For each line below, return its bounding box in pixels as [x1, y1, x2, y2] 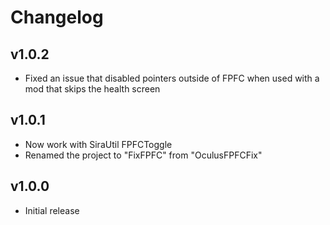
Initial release [24, 204, 80, 216]
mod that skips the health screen [24, 83, 161, 95]
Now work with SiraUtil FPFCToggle [24, 138, 173, 150]
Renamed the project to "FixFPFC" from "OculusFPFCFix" [24, 149, 263, 161]
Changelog [10, 6, 104, 29]
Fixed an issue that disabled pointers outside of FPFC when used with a [24, 72, 320, 84]
